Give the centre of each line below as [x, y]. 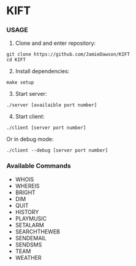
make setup [20, 83]
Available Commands [39, 166]
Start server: [31, 94]
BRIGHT [25, 192]
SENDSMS [28, 244]
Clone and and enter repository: [55, 43]
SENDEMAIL [31, 238]
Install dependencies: [42, 71]
